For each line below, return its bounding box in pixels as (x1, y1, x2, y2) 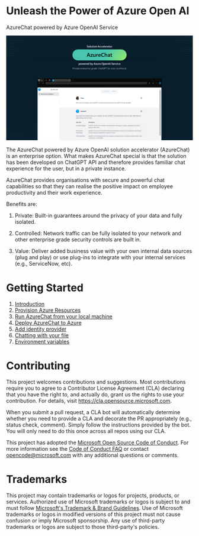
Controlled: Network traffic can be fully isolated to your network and (14, 230, 182, 237)
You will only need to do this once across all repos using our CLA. (6, 428, 166, 435)
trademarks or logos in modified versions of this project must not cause (6, 511, 181, 518)
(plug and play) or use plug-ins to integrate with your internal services (14, 254, 185, 261)
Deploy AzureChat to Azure (14, 319, 82, 327)
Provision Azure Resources (14, 306, 81, 314)
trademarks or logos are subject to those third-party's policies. (6, 524, 159, 531)
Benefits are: (6, 201, 37, 208)
